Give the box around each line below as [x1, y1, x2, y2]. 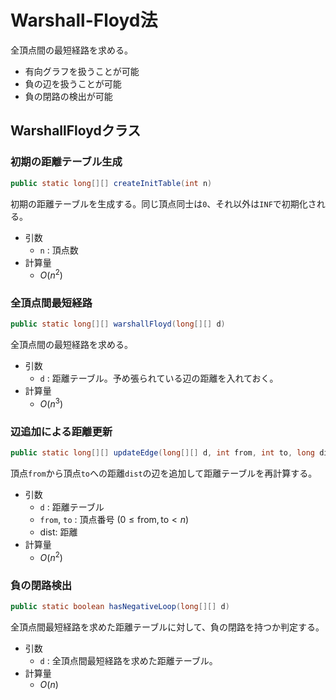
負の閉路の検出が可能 [24, 90, 113, 102]
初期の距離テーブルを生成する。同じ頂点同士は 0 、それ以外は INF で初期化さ [10, 197, 317, 210]
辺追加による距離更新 [10, 424, 113, 438]
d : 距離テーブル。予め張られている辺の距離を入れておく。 [39, 372, 279, 385]
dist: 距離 [39, 526, 78, 538]
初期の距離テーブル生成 [10, 155, 123, 169]
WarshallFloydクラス [10, 122, 142, 140]
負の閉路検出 [10, 578, 73, 592]
